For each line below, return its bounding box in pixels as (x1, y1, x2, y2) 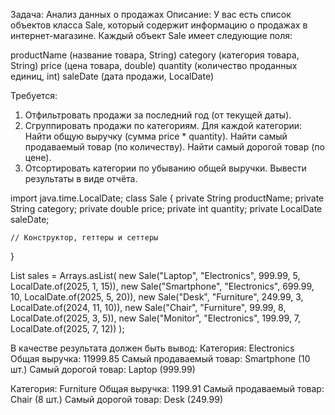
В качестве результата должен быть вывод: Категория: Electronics (10, 342, 295, 354)
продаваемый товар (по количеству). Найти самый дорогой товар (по (24, 141, 325, 153)
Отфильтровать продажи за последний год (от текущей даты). (24, 109, 292, 121)
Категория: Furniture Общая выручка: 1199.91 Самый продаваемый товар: (10, 383, 325, 394)
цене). (24, 152, 52, 163)
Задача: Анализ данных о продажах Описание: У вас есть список (10, 9, 292, 20)
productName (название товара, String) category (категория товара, (10, 49, 300, 61)
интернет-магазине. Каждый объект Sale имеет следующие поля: (10, 30, 293, 41)
